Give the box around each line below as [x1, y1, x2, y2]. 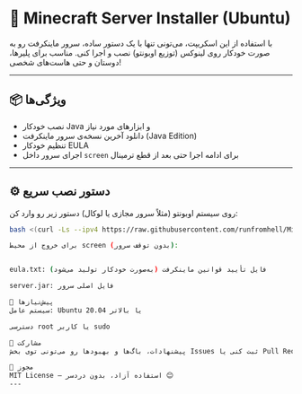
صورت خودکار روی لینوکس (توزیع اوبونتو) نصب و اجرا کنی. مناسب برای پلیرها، [9, 47, 271, 57]
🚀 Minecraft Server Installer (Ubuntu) [9, 8, 291, 29]
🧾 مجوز [9, 363, 34, 372]
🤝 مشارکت [9, 338, 42, 347]
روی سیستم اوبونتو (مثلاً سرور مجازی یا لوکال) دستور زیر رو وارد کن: [9, 207, 238, 218]
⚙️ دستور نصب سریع [9, 184, 111, 199]
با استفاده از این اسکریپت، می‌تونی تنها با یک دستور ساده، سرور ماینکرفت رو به [9, 38, 272, 48]
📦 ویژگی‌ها [9, 92, 67, 108]
